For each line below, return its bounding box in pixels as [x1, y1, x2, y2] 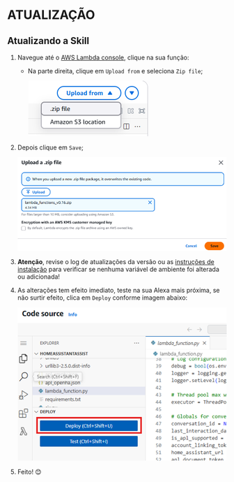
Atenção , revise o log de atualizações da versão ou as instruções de [17, 258, 214, 266]
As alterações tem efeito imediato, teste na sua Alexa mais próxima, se [17, 286, 221, 295]
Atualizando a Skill [7, 35, 89, 47]
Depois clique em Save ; [17, 143, 84, 152]
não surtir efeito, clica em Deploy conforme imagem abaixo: [17, 293, 188, 302]
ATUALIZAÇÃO [7, 7, 95, 23]
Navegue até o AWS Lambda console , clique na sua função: [17, 53, 189, 61]
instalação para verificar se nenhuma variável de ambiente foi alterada [17, 265, 219, 274]
